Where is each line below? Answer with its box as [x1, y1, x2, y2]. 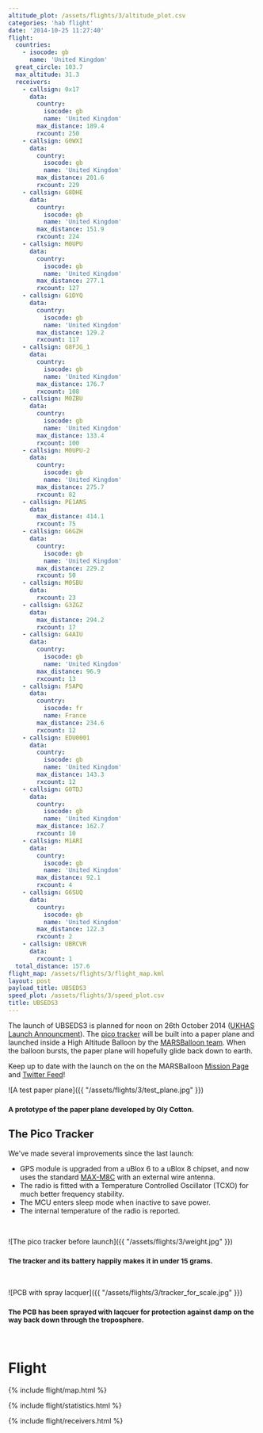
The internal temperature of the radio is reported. [19, 1206, 181, 1215]
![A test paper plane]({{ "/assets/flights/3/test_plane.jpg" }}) [8, 1085, 204, 1095]
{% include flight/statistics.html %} [8, 1401, 122, 1411]
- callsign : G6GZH [22, 528, 83, 536]
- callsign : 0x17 [22, 85, 80, 94]
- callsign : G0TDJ [22, 785, 83, 793]
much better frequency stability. [19, 1189, 124, 1198]
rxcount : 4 [36, 881, 73, 889]
